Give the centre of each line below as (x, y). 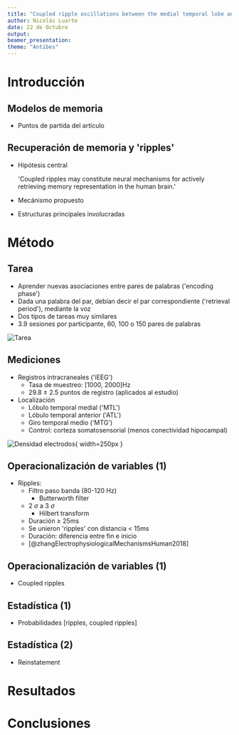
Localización (36, 400)
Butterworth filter (64, 498)
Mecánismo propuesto (51, 200)
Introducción (46, 82)
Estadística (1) (39, 606)
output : (19, 34)
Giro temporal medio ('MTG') (70, 422)
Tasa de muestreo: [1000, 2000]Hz (79, 384)
